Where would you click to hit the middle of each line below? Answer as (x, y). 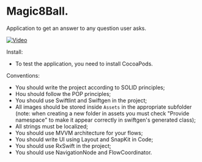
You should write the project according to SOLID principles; (90, 87)
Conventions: (23, 75)
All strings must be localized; (52, 126)
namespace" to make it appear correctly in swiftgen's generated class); (105, 120)
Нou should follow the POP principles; (63, 94)
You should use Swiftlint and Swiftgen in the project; (81, 100)
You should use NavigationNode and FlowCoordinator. (84, 152)
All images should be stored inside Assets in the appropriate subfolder (103, 107)
